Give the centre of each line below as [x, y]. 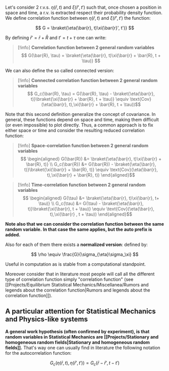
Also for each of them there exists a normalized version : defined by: [76, 244]
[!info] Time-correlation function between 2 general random [81, 185]
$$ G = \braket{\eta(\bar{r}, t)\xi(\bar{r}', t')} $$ [85, 28]
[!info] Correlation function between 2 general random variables [86, 47]
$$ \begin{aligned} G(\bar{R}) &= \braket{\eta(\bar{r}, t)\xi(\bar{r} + [91, 159]
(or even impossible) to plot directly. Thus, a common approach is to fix [79, 125]
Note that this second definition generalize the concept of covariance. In [80, 114]
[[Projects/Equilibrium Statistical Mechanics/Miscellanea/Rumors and [77, 285]
